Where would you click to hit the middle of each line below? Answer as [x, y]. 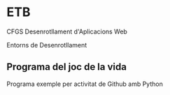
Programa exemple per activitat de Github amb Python [85, 84]
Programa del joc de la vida [67, 67]
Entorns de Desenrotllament [47, 45]
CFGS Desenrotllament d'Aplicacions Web [67, 31]
